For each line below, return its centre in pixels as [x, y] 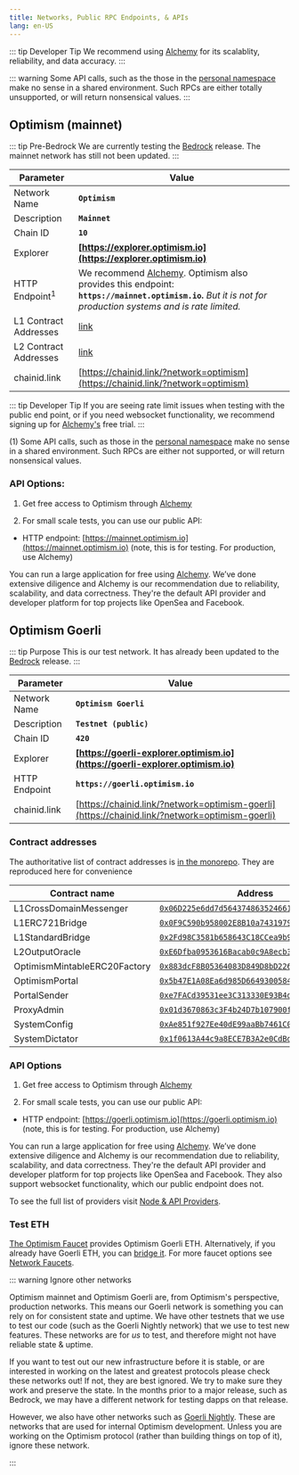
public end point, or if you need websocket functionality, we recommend [142, 415]
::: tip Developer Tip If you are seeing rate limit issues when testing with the [147, 406]
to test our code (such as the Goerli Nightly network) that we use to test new [149, 1326]
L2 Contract [39, 347]
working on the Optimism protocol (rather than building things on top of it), [146, 1436]
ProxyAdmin [39, 1009]
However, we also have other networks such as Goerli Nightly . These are [142, 1417]
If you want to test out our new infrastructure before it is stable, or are [137, 1362]
